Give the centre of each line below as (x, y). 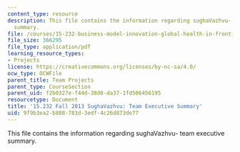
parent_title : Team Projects (51, 80)
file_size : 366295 (35, 40)
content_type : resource (43, 14)
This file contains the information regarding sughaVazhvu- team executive (116, 133)
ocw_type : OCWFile (35, 73)
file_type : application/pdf (49, 47)
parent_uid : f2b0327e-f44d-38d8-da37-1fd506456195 (84, 93)
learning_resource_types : (46, 54)
